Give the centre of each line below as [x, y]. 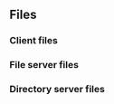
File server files [44, 65]
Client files [34, 41]
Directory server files [57, 90]
